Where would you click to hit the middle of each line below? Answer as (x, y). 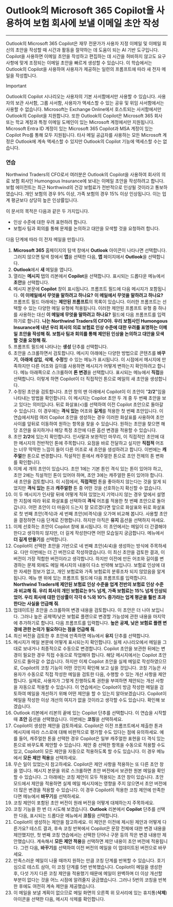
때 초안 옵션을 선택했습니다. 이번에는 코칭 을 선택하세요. (68, 719)
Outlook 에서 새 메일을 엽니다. (43, 270)
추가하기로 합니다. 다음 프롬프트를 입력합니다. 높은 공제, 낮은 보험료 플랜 (90, 623)
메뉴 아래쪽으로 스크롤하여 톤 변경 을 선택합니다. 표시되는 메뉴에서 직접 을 (92, 373)
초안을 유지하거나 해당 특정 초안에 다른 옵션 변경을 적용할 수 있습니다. (88, 430)
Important (16, 86)
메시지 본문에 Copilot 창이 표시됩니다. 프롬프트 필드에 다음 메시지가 (81, 289)
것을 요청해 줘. (33, 340)
